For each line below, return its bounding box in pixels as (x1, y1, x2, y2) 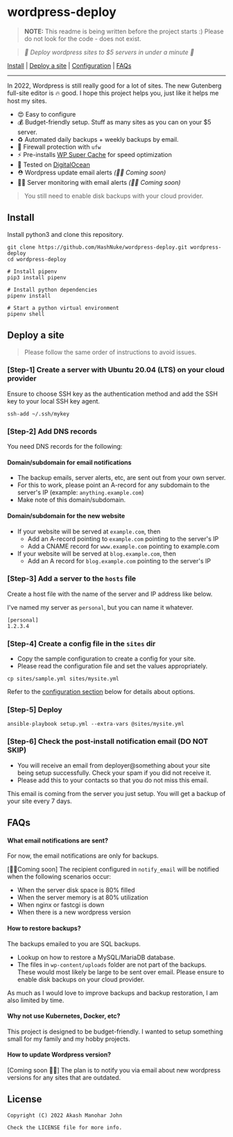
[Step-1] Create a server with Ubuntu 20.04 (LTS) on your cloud (7, 365, 225, 375)
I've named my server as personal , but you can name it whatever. (7, 603, 194, 611)
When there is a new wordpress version (17, 908, 131, 917)
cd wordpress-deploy (7, 256, 67, 263)
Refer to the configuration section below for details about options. (7, 688, 196, 696)
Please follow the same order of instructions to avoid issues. (24, 348, 197, 356)
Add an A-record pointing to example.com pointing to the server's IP (27, 534, 219, 542)
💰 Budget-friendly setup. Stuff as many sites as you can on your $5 (17, 117, 212, 126)
